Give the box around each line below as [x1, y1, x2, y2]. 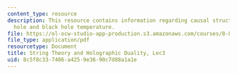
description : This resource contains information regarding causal [7, 17, 210, 24]
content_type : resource [7, 10, 78, 18]
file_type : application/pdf [7, 37, 90, 44]
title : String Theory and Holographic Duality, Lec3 [7, 50, 166, 57]
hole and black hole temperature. [13, 23, 115, 30]
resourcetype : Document [7, 43, 78, 50]
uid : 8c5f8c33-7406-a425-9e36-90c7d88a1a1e [7, 56, 138, 63]
